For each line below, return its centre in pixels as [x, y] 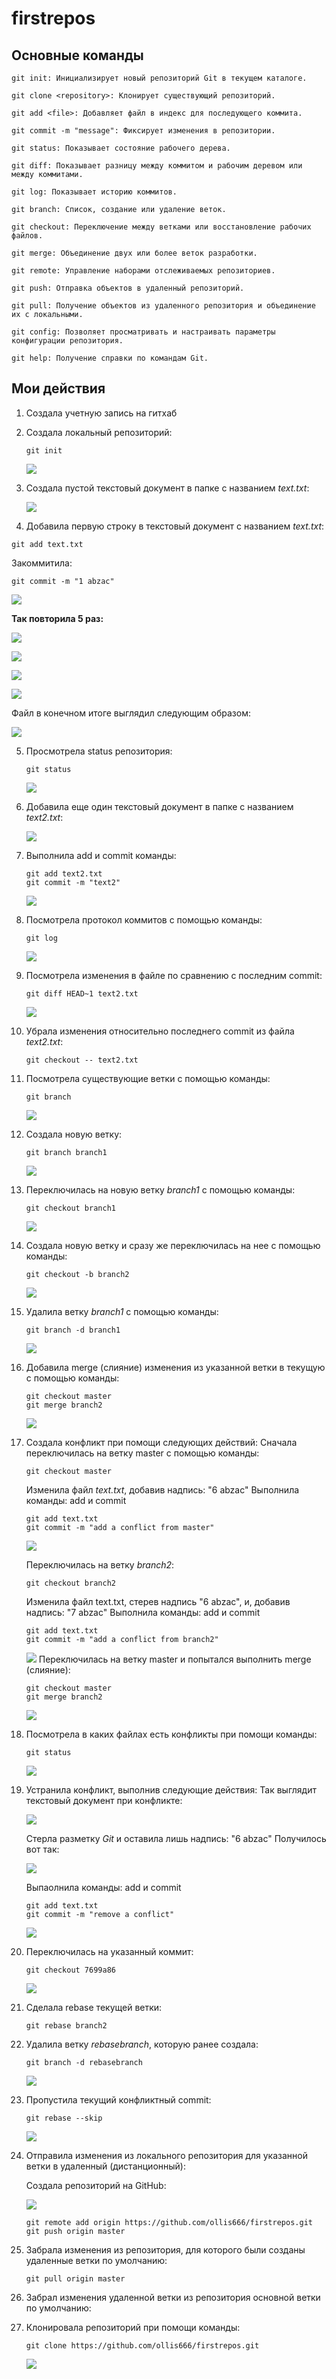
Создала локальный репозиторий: [99, 432]
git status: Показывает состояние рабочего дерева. [121, 148]
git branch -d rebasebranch [84, 2062]
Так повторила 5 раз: [57, 618]
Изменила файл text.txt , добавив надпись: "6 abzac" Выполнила [162, 1489]
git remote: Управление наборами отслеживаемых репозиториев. [143, 271]
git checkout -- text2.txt [82, 1060]
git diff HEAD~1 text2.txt [82, 993]
